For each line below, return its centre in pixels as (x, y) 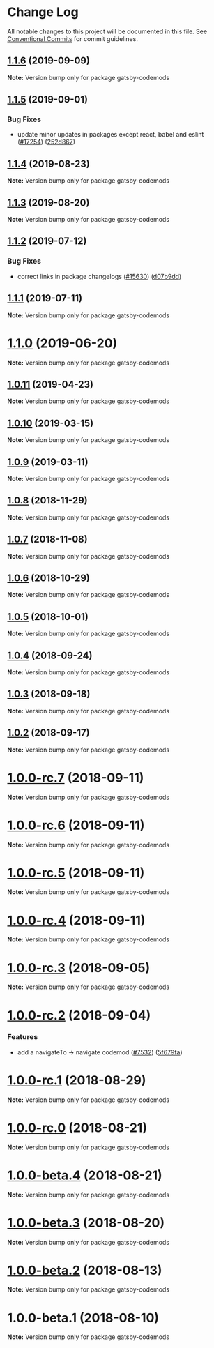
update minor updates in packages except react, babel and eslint (110, 135)
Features (23, 1037)
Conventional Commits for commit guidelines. (72, 38)
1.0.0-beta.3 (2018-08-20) (86, 1223)
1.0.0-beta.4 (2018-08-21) (85, 1175)
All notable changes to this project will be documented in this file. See (107, 31)
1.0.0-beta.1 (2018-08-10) (83, 1318)
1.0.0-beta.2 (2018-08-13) (85, 1270)
